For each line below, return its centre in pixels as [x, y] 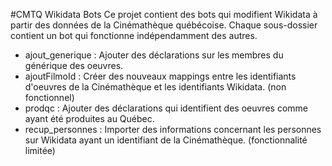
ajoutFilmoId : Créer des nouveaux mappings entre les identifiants [160, 76]
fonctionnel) [49, 97]
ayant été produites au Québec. [89, 118]
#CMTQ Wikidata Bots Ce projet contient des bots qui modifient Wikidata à [164, 14]
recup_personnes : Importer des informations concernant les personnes [173, 129]
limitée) [40, 150]
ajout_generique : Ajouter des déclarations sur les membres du [154, 55]
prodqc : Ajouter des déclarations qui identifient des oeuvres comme [166, 108]
